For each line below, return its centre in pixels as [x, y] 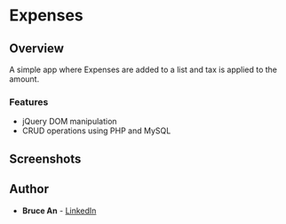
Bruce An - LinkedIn [59, 211]
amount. [24, 79]
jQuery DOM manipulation [69, 122]
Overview [37, 48]
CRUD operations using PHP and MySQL [96, 131]
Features [29, 101]
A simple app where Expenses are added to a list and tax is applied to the [143, 69]
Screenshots [45, 159]
